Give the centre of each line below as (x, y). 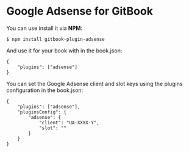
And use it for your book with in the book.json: (64, 51)
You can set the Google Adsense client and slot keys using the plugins (94, 84)
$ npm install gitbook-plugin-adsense (55, 39)
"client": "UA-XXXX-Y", (69, 123)
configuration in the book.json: (45, 90)
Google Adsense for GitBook (80, 11)
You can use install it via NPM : (45, 28)
